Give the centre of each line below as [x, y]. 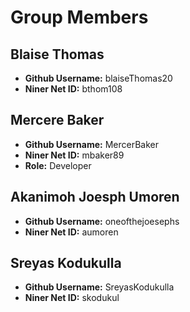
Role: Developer [58, 165]
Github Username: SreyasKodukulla [99, 287]
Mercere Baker [57, 120]
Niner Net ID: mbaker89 [74, 155]
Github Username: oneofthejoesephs [102, 221]
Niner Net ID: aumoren [71, 232]
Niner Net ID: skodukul [72, 298]
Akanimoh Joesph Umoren [95, 197]
